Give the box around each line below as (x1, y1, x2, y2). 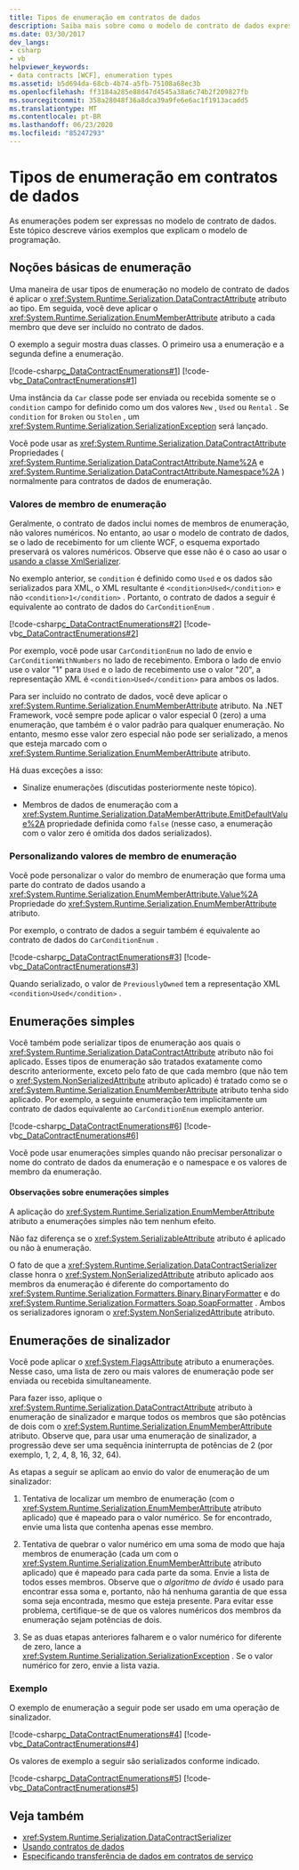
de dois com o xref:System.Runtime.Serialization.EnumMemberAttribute (9, 1421, 272, 1432)
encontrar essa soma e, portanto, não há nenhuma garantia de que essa (21, 1586, 287, 1597)
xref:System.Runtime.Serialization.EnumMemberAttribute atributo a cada (9, 312, 276, 323)
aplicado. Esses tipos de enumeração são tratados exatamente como (9, 1056, 263, 1068)
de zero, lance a (21, 1641, 82, 1652)
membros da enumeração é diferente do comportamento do (9, 1278, 230, 1290)
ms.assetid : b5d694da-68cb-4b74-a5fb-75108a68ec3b (9, 79, 201, 88)
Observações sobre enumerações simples (9, 1187, 169, 1197)
